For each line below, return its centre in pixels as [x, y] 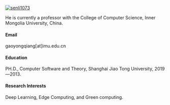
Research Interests [26, 86]
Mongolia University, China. [34, 23]
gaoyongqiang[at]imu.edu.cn [36, 46]
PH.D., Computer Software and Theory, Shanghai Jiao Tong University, [79, 69]
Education [16, 57]
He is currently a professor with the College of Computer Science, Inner [81, 17]
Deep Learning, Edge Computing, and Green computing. [64, 97]
